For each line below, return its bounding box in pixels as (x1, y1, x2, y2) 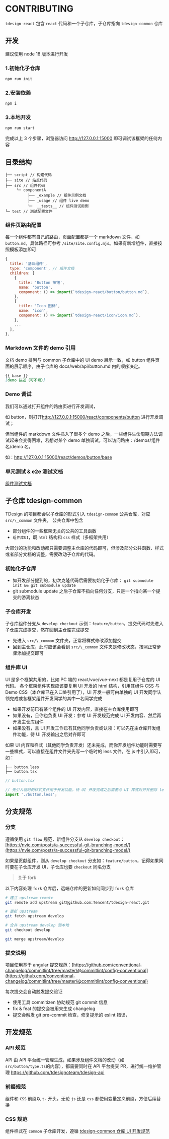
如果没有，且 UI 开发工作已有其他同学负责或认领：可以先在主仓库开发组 (12, 725, 161, 731)
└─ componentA (16, 187, 46, 193)
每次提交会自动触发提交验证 (5, 988, 63, 995)
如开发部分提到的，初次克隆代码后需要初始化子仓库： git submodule (12, 577, 153, 583)
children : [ (10, 271, 35, 276)
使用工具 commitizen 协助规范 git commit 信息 (12, 999, 108, 1006)
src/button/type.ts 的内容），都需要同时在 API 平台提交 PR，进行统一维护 (5, 1063, 157, 1069)
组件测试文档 (5, 480, 32, 486)
